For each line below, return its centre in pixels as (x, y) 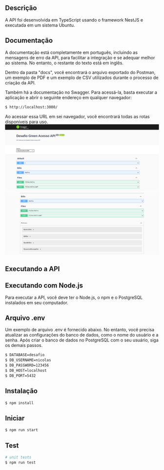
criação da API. (20, 82)
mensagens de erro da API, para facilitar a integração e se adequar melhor (80, 57)
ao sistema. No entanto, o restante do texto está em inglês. (64, 63)
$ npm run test (20, 462)
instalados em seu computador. (37, 302)
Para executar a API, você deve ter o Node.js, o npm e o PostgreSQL (74, 297)
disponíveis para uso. (27, 122)
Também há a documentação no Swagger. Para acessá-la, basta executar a (81, 92)
